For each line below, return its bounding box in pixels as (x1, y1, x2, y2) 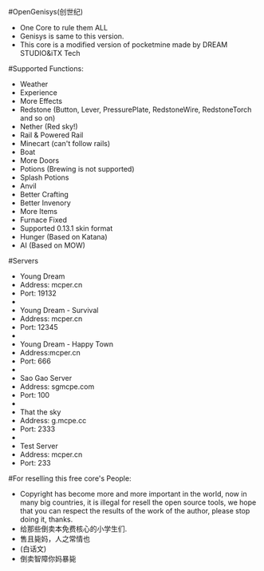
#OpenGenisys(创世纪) (8, 7, 84, 16)
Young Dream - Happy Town (19, 339, 114, 349)
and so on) (19, 113, 56, 122)
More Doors (19, 156, 60, 165)
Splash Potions (19, 172, 69, 182)
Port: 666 (19, 356, 52, 366)
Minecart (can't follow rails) (19, 139, 111, 148)
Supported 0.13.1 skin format (19, 224, 113, 233)
